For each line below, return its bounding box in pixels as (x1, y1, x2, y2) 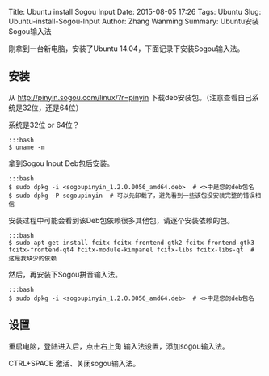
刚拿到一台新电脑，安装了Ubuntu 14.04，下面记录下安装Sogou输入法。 (8, 44, 245, 53)
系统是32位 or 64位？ (8, 120, 80, 129)
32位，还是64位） (22, 103, 83, 112)
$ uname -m (8, 143, 45, 151)
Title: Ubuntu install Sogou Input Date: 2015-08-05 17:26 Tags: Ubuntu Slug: (8, 7, 262, 16)
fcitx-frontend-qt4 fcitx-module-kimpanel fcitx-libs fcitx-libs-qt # (8, 246, 254, 254)
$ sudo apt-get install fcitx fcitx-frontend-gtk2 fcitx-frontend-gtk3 (8, 239, 254, 247)
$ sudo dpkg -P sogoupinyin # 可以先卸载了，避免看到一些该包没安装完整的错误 (8, 192, 256, 200)
